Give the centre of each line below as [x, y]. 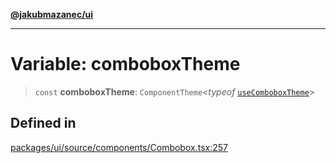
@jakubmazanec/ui [52, 14]
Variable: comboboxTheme [125, 64]
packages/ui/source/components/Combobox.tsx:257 [119, 147]
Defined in [43, 123]
